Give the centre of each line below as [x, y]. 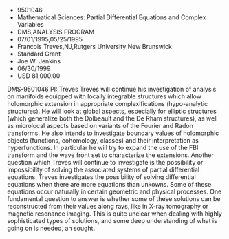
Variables [30, 24]
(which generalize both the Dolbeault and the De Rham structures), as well [112, 118]
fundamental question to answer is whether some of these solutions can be [114, 199]
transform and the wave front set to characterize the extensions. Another [111, 155]
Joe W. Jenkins [39, 61]
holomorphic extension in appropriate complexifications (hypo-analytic [108, 104]
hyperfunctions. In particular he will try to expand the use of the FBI [103, 148]
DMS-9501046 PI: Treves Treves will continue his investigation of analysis [112, 89]
